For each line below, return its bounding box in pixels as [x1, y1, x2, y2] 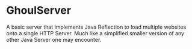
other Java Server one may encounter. [6, 36, 102, 43]
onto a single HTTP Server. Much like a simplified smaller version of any [6, 29, 185, 36]
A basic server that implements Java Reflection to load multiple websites [6, 23, 187, 30]
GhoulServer [6, 4, 71, 17]
